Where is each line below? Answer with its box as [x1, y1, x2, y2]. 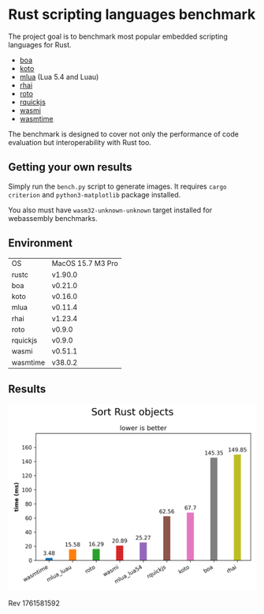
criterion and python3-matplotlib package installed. [8, 189, 181, 199]
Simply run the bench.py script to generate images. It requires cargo [8, 182, 227, 191]
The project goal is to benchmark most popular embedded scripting [8, 32, 229, 41]
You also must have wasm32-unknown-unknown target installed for [8, 205, 213, 215]
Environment [8, 237, 73, 250]
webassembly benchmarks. [8, 213, 98, 223]
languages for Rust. [8, 39, 72, 49]
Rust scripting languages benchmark [8, 6, 256, 24]
